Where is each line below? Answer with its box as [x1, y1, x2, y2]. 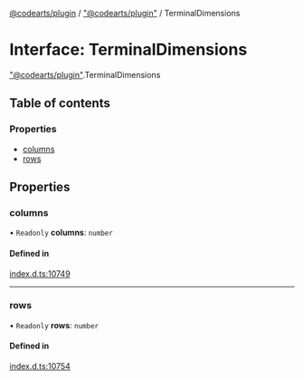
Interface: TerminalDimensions [9, 40, 248, 60]
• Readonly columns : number [9, 227, 113, 239]
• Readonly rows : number [9, 319, 100, 330]
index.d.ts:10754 [9, 361, 71, 372]
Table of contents [9, 95, 110, 112]
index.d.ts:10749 [9, 268, 71, 279]
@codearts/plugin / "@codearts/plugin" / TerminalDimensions [9, 8, 241, 18]
